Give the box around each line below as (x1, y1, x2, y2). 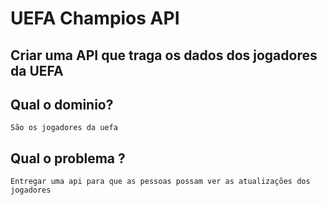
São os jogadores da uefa (10, 123, 118, 133)
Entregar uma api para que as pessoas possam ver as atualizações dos (10, 177, 311, 187)
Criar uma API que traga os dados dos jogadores (10, 47, 318, 64)
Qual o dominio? (10, 96, 114, 113)
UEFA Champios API (10, 7, 180, 30)
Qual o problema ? (10, 150, 126, 167)
